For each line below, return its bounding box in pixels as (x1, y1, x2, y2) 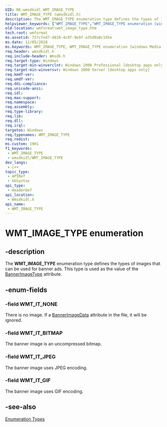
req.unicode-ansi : (5, 86, 43, 91)
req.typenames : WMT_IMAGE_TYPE (5, 132, 70, 137)
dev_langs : (5, 160, 28, 165)
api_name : (5, 202, 26, 207)
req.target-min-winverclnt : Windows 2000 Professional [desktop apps (5, 63, 153, 68)
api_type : (5, 183, 26, 188)
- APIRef (7, 174, 26, 179)
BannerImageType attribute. (5, 271, 62, 277)
